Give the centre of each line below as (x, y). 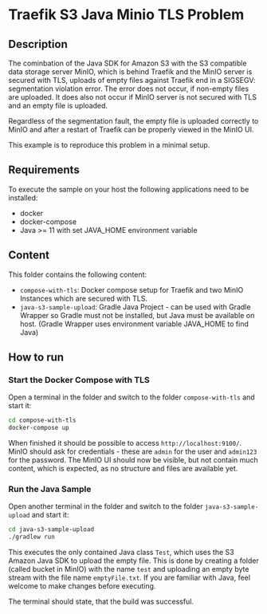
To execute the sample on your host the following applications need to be (129, 189)
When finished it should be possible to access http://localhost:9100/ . (125, 443)
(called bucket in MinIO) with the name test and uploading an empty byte (129, 569)
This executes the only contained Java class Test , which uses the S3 (121, 553)
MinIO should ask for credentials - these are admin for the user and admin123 (133, 451)
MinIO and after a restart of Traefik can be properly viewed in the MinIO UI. (131, 130)
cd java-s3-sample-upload (51, 529)
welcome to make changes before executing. (82, 586)
